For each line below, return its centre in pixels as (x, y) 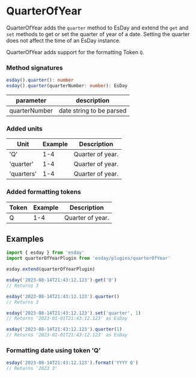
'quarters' (23, 174)
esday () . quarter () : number (40, 80)
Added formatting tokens (44, 192)
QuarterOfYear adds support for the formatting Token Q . (75, 52)
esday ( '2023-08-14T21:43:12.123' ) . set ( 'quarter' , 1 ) (74, 313)
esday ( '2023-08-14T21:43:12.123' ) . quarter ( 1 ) (64, 329)
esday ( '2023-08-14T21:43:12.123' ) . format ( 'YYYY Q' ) (72, 363)
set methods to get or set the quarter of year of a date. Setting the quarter (98, 34)
